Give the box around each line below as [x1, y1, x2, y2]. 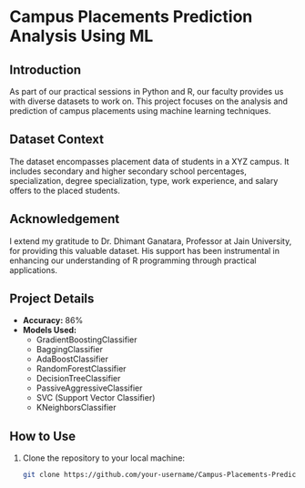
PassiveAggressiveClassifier [36, 382, 143, 393]
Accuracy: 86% [22, 315, 84, 326]
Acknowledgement [9, 211, 120, 227]
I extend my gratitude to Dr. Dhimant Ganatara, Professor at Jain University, [9, 235, 292, 247]
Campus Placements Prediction [9, 6, 253, 27]
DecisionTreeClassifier [36, 373, 121, 384]
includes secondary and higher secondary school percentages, [9, 166, 248, 177]
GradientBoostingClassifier [36, 334, 137, 345]
